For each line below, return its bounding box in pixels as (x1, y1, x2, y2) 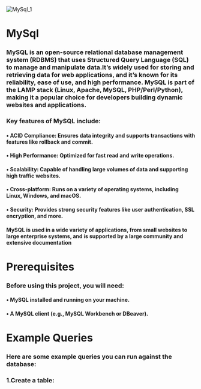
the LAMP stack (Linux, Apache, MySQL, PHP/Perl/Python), (6, 86, 183, 94)
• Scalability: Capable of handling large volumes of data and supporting (6, 165, 188, 173)
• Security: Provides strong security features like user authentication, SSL (6, 206, 195, 213)
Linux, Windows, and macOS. (6, 192, 82, 200)
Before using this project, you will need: (6, 281, 124, 290)
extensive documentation (6, 239, 72, 246)
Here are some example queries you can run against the (6, 352, 172, 361)
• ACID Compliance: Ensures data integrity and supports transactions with (6, 132, 196, 139)
